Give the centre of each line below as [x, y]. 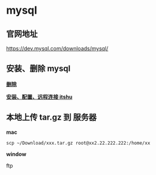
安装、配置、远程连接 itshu [39, 96]
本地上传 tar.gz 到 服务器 [52, 118]
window [16, 154]
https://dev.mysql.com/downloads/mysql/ [57, 49]
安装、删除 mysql [38, 69]
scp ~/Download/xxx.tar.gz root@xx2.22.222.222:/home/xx [78, 143]
